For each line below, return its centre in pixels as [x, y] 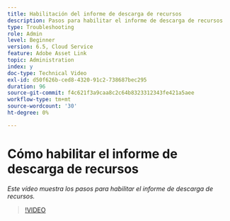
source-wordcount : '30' [42, 106]
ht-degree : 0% [28, 113]
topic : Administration [41, 60]
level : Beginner [31, 40]
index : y [20, 67]
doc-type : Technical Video [47, 73]
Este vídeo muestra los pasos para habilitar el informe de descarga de [110, 188]
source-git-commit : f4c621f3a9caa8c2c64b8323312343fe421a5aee [101, 93]
